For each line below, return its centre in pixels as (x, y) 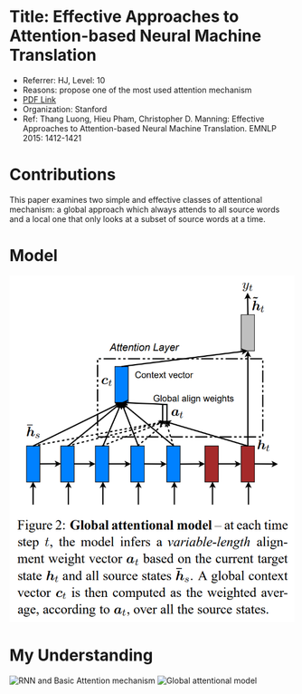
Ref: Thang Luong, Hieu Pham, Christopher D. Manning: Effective (143, 119)
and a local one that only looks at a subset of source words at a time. (138, 218)
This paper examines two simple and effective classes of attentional (136, 199)
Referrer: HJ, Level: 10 (64, 80)
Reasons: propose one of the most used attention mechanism (137, 90)
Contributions (62, 175)
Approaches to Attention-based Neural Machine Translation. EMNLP (150, 128)
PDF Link (39, 99)
